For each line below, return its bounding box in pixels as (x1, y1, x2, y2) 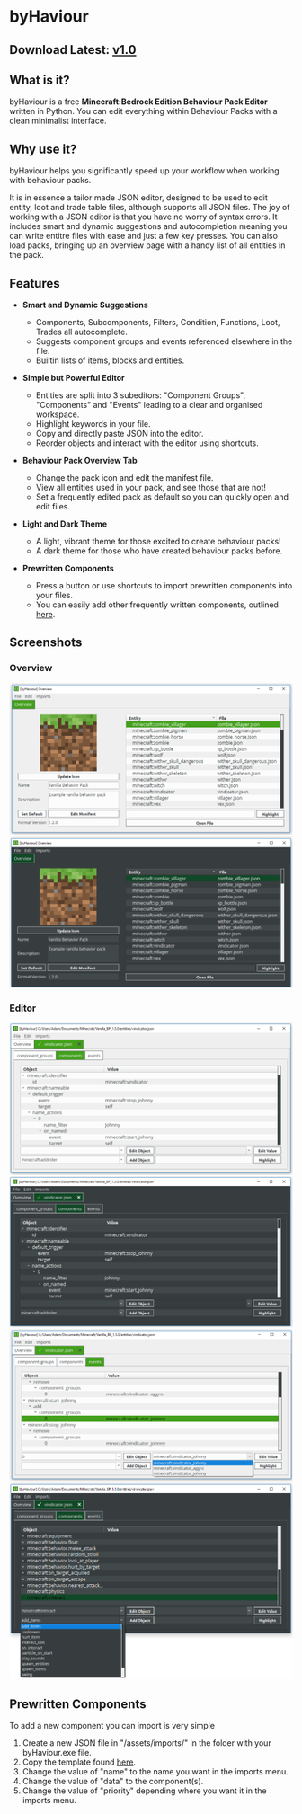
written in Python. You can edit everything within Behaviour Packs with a (9, 106, 278, 117)
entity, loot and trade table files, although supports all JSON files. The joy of (9, 202, 290, 213)
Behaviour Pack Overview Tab (22, 456, 138, 466)
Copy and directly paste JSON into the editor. (35, 429, 204, 439)
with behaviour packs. (9, 175, 92, 186)
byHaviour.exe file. (22, 1748, 92, 1758)
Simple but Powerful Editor (22, 373, 125, 384)
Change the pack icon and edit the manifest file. (35, 473, 214, 483)
